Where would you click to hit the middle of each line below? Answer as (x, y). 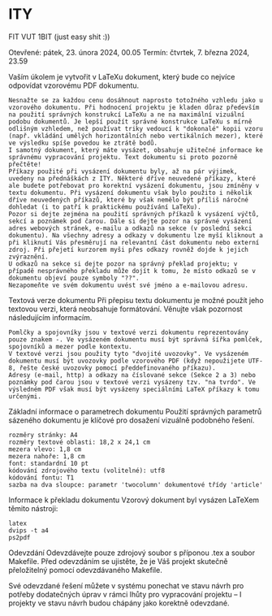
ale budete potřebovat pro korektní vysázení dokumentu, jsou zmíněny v (134, 185)
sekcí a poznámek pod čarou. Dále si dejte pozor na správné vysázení (130, 221)
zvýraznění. (28, 257)
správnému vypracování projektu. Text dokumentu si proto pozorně (123, 157)
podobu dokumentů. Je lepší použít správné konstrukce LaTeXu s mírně (130, 121)
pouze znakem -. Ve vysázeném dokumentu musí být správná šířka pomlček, (136, 339)
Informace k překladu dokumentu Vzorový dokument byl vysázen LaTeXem (134, 500)
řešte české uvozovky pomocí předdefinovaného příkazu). (118, 368)
